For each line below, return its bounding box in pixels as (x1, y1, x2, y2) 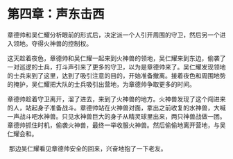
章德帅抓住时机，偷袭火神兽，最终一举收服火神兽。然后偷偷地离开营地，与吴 (7, 121, 226, 129)
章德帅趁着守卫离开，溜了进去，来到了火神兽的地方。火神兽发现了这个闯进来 (7, 94, 226, 103)
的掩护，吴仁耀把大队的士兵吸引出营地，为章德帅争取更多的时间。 (7, 80, 196, 88)
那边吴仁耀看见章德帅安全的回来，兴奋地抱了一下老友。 (8, 144, 167, 153)
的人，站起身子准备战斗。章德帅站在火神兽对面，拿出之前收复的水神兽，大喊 (7, 103, 226, 112)
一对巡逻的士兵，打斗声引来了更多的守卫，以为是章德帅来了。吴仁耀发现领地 (7, 62, 226, 71)
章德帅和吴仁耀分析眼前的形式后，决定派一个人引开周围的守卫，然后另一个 (7, 31, 220, 39)
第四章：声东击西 (7, 6, 105, 22)
